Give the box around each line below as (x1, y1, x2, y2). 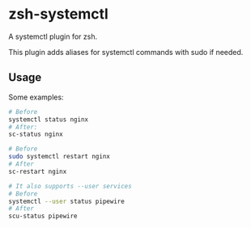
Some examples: (8, 92, 64, 102)
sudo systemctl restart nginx (8, 153, 111, 161)
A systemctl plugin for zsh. (8, 32, 98, 41)
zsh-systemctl (8, 5, 109, 23)
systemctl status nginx (8, 115, 89, 124)
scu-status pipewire (8, 212, 79, 221)
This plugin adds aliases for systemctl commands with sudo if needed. (8, 47, 244, 57)
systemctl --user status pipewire (8, 197, 125, 205)
